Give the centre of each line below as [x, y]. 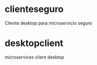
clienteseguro [34, 9]
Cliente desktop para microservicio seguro [48, 23]
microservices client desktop [34, 57]
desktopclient [34, 43]
